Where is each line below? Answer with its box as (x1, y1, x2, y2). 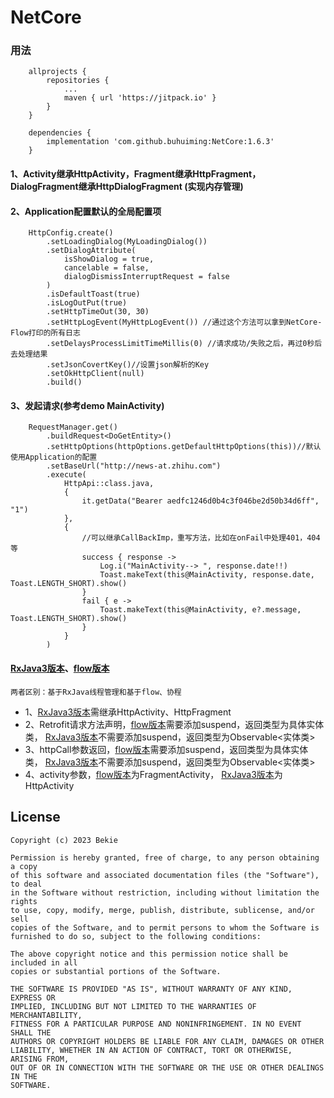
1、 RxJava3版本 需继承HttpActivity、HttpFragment (24, 706, 232, 718)
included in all (10, 957, 78, 968)
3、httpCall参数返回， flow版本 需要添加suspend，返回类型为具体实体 (24, 743, 309, 755)
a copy (10, 861, 38, 871)
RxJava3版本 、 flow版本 (10, 662, 110, 675)
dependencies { (28, 128, 92, 138)
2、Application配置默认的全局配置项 (10, 205, 162, 217)
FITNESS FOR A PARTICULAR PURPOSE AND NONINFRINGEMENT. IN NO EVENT (10, 1019, 302, 1029)
